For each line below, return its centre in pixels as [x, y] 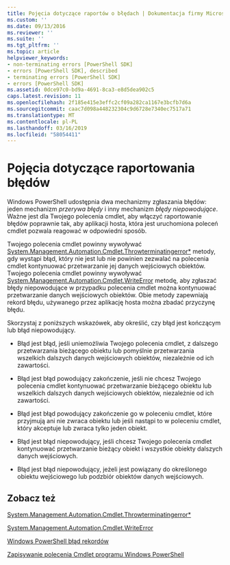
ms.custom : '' [27, 20]
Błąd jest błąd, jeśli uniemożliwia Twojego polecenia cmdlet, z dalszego [117, 344]
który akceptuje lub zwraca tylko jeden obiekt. [82, 428]
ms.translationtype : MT [41, 115]
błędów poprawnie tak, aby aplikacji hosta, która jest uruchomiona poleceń [113, 224]
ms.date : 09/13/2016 [37, 26]
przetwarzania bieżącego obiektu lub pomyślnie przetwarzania [105, 351]
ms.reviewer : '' [30, 33]
